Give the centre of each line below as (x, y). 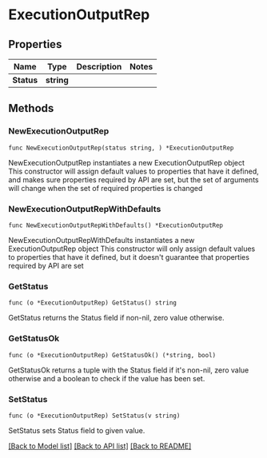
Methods (31, 108)
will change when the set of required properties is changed (106, 188)
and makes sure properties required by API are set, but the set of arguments (133, 179)
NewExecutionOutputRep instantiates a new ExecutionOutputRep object (127, 162)
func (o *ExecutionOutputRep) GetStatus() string (93, 303)
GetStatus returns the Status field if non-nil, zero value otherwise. (116, 318)
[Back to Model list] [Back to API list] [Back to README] (100, 446)
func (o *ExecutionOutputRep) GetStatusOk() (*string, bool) (112, 355)
